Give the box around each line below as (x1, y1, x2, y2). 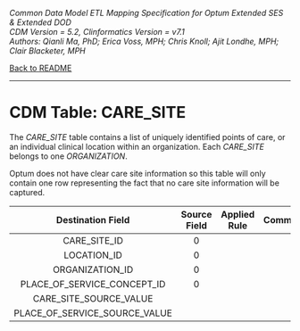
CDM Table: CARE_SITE (9, 103, 186, 123)
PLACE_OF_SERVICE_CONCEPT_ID (20, 277, 166, 290)
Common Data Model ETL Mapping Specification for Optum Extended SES (9, 8, 284, 18)
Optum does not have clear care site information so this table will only (9, 168, 266, 178)
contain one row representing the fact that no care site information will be (9, 178, 279, 188)
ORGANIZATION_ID (52, 263, 134, 276)
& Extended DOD (9, 17, 71, 28)
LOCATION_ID (63, 249, 123, 261)
